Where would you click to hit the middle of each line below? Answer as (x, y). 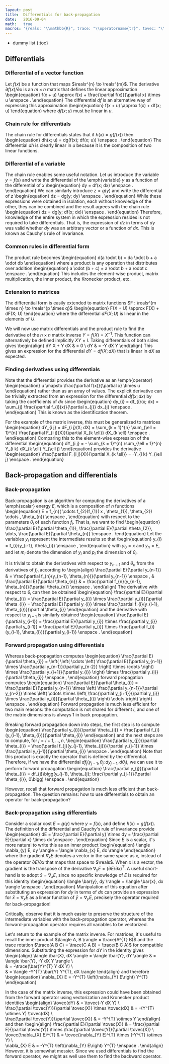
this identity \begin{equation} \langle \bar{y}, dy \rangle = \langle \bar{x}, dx (84, 881)
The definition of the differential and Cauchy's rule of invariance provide (80, 829)
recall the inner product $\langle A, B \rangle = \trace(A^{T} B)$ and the (79, 940)
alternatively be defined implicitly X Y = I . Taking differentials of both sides (82, 340)
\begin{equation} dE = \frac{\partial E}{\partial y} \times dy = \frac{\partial (82, 834)
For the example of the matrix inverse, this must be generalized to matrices (83, 422)
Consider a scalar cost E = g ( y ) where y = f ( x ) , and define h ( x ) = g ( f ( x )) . (80, 824)
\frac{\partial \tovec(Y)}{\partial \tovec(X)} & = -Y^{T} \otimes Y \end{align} (83, 1019)
